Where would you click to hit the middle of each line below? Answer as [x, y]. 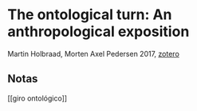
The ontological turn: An [90, 15]
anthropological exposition [98, 32]
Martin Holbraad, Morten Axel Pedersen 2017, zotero [94, 54]
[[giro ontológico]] [37, 98]
